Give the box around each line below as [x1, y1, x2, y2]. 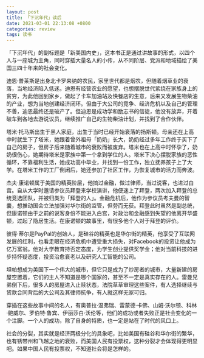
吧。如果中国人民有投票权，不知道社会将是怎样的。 [6, 345, 134, 353]
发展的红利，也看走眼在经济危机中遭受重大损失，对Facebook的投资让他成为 [6, 238, 196, 245]
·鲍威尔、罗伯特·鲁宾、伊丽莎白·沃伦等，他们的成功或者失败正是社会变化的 [6, 309, 192, 317]
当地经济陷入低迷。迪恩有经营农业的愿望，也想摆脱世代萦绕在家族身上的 [16, 85, 198, 92]
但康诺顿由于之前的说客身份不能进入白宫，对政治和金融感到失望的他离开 [6, 209, 187, 217]
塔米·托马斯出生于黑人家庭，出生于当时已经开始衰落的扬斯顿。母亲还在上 [6, 128, 189, 136]
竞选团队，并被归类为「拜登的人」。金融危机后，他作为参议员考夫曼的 [11, 194, 185, 202]
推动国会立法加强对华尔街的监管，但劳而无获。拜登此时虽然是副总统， [22, 202, 198, 209]
